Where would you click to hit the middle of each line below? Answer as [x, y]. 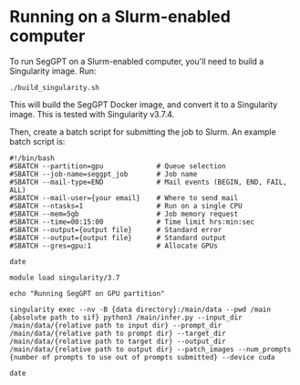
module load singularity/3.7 [65, 278]
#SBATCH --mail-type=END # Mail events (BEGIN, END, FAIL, [148, 182]
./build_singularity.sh [55, 87]
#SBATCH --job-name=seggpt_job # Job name [103, 174]
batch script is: [37, 141]
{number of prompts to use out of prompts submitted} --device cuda [142, 357]
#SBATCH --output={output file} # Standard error [116, 229]
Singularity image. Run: [53, 71]
